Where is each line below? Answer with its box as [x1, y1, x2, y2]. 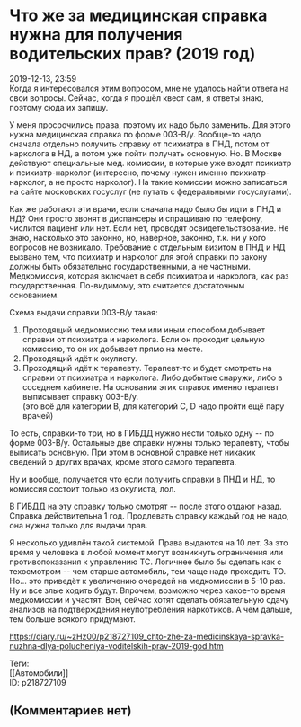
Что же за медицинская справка [9, 5, 268, 26]
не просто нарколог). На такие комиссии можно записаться [55, 176, 288, 187]
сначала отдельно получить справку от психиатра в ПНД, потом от [9, 138, 270, 149]
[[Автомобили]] [9, 667, 69, 678]
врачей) [22, 410, 54, 421]
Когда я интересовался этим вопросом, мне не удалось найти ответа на [9, 83, 289, 93]
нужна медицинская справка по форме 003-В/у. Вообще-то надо [9, 129, 261, 139]
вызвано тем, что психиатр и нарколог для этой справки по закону [9, 251, 268, 262]
